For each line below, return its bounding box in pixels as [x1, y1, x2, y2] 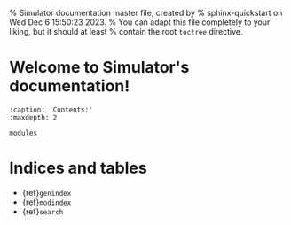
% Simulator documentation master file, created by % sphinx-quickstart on [9, 8, 283, 18]
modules [9, 128, 38, 137]
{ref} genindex [21, 187, 72, 198]
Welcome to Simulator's [9, 58, 190, 78]
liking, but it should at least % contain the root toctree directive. [9, 27, 243, 36]
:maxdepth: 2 [9, 112, 58, 122]
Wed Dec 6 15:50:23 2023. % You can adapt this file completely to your [9, 17, 271, 27]
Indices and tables [9, 159, 148, 178]
